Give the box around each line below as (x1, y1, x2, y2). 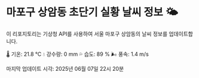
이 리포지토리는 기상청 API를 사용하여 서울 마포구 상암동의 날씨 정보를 (6, 30, 168, 37)
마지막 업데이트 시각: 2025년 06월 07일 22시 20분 (6, 65, 124, 72)
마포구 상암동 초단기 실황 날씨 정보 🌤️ (6, 5, 178, 19)
